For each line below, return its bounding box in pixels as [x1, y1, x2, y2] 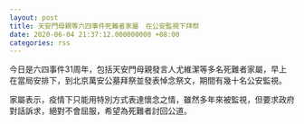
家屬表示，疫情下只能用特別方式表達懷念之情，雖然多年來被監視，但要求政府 [9, 94, 295, 105]
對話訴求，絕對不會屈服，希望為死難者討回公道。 [9, 105, 192, 117]
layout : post [9, 13, 59, 22]
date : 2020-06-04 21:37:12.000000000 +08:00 [9, 30, 180, 39]
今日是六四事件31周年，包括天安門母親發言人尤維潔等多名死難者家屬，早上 [9, 64, 288, 75]
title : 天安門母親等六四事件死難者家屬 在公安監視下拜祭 [9, 22, 200, 31]
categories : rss [9, 38, 71, 48]
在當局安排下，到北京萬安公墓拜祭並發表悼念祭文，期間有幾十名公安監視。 [9, 75, 287, 86]
